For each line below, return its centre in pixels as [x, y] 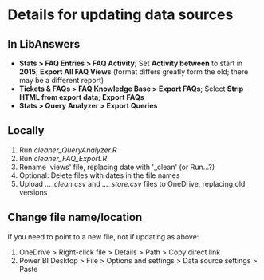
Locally [26, 130]
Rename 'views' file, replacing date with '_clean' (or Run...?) [117, 167]
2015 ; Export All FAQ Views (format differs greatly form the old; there [134, 72]
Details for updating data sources [120, 15]
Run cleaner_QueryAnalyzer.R [68, 150]
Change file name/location [75, 217]
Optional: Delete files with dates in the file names [99, 175]
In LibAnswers [44, 44]
